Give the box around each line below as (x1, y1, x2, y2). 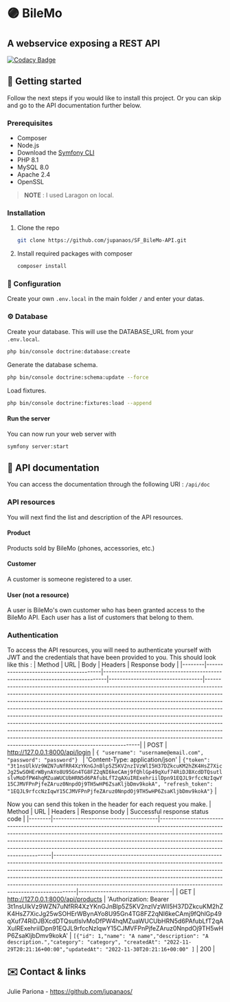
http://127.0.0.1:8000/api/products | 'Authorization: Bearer (7, 895, 170, 904)
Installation (7, 208, 46, 218)
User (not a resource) (7, 590, 70, 599)
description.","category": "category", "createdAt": (7, 939, 161, 946)
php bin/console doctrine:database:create (7, 348, 130, 355)
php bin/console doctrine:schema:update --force (7, 374, 149, 381)
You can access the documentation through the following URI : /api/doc (7, 480, 211, 489)
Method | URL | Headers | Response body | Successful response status (7, 808, 209, 816)
